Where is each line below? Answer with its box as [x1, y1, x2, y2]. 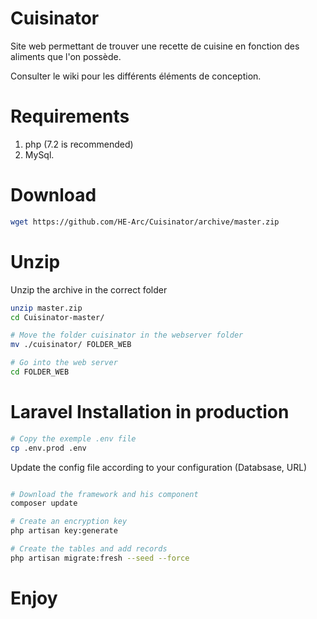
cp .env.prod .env [10, 443, 87, 453]
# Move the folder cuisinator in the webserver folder [10, 330, 244, 341]
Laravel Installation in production [10, 401, 290, 424]
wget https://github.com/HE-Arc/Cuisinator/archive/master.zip [10, 217, 280, 227]
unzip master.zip [10, 303, 83, 313]
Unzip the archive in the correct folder [10, 283, 168, 296]
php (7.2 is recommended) [24, 138, 134, 150]
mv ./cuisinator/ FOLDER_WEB [10, 340, 132, 350]
